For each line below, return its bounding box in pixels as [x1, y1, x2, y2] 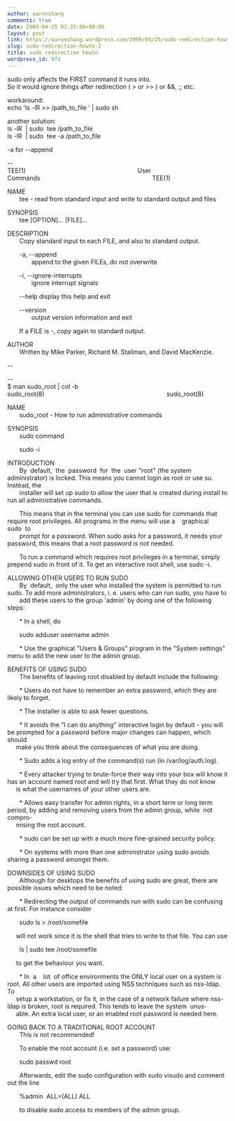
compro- [7, 813, 33, 822]
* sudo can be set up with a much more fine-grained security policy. [19, 834, 216, 843]
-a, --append [19, 250, 57, 259]
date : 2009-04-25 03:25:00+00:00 [7, 23, 105, 30]
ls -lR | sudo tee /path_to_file [7, 124, 93, 133]
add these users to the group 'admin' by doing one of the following [19, 596, 212, 604]
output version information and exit [31, 313, 133, 322]
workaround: [7, 96, 44, 104]
